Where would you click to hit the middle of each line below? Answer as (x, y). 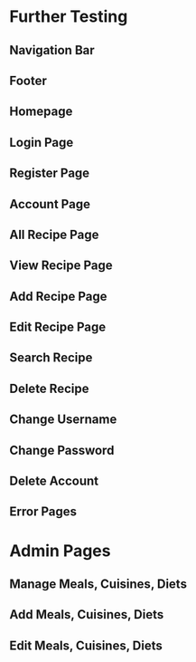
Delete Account (54, 481)
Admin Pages (60, 551)
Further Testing (69, 17)
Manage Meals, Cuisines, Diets (98, 585)
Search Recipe (51, 358)
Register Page (50, 173)
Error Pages (43, 512)
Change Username (63, 420)
